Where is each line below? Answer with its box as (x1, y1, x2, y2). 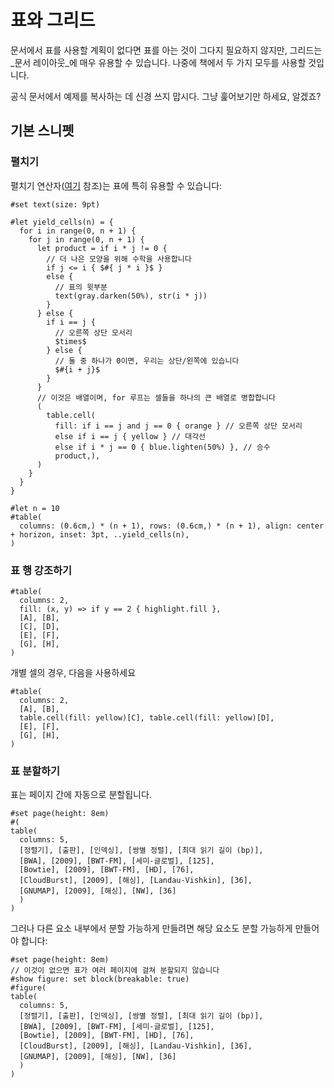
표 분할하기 (10, 764, 61, 778)
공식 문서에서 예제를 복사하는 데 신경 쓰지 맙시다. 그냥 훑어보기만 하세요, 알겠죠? (10, 90, 322, 102)
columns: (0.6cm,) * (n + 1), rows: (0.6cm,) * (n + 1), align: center (19, 521, 325, 531)
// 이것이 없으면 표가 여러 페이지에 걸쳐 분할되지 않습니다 (10, 966, 220, 976)
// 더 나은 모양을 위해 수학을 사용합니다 (46, 254, 192, 264)
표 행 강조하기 (10, 563, 73, 577)
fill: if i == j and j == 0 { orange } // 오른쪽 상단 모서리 (54, 421, 303, 431)
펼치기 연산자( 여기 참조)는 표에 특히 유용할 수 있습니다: (10, 179, 223, 191)
